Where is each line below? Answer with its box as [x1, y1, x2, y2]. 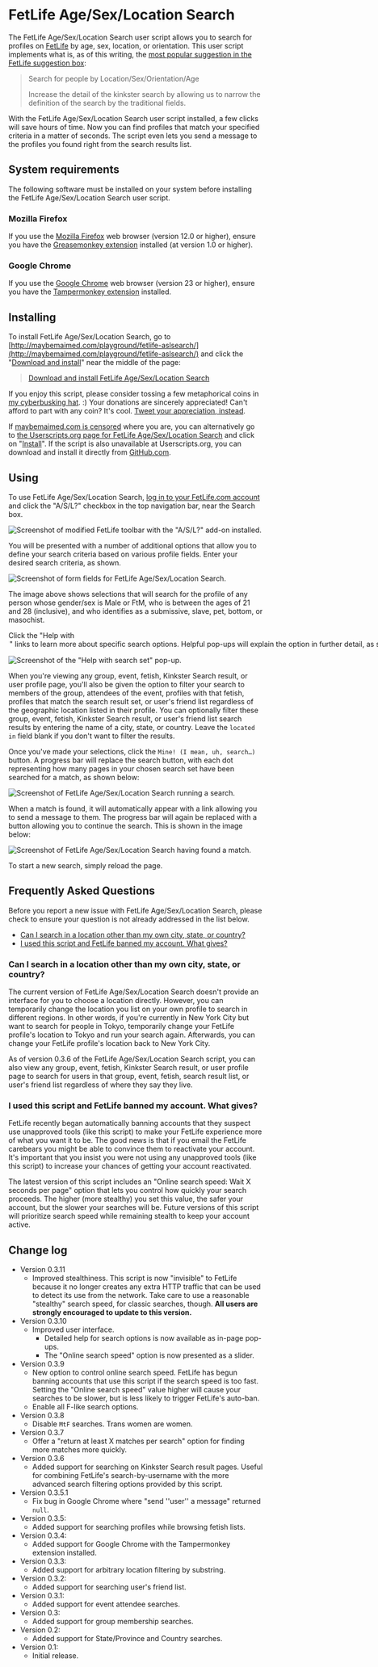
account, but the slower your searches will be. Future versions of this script [8, 1203, 259, 1212]
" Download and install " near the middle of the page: [8, 358, 181, 367]
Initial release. [31, 1651, 79, 1661]
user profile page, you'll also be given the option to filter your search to [8, 679, 245, 689]
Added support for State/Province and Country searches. [31, 1634, 223, 1644]
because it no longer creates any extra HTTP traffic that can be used [31, 1282, 261, 1291]
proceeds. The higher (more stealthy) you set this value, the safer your [8, 1194, 244, 1204]
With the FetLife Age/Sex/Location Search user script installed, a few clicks [8, 113, 258, 123]
